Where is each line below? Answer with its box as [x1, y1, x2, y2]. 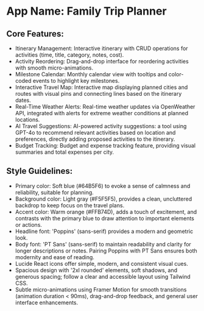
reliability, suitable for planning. [15, 188, 94, 196]
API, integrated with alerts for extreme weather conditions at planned [15, 110, 189, 116]
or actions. [15, 221, 43, 228]
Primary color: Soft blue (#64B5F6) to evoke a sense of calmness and [15, 182, 191, 190]
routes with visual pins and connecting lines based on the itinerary [15, 90, 182, 97]
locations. [15, 116, 40, 123]
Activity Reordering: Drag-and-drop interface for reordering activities [15, 58, 189, 65]
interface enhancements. [15, 299, 79, 306]
